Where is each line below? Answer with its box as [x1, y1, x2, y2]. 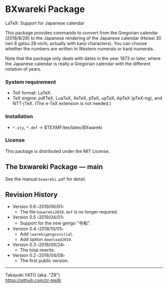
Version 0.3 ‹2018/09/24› [12, 241, 65, 248]
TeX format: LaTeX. [12, 90, 52, 96]
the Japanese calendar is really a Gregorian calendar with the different [5, 60, 151, 66]
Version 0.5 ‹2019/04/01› [12, 214, 64, 220]
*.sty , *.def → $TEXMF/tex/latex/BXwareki [12, 124, 102, 130]
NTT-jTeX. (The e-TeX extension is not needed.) [12, 100, 111, 106]
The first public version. [19, 257, 69, 263]
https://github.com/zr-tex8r [5, 277, 61, 283]
